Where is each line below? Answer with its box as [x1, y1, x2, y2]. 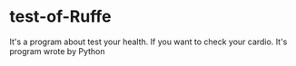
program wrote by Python [9, 45, 105, 56]
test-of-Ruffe [9, 6, 112, 27]
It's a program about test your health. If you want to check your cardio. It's [9, 36, 288, 47]
